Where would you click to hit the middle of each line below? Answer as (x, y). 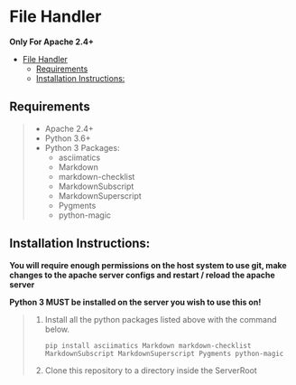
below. (57, 329)
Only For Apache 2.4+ (52, 42)
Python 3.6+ (68, 138)
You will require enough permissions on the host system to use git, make (148, 265)
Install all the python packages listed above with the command (161, 319)
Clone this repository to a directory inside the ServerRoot (151, 370)
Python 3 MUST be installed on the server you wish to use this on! (135, 302)
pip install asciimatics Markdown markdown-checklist (148, 345)
